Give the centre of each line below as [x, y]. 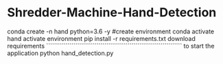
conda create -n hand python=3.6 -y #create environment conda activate [111, 31]
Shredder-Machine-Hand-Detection [112, 13]
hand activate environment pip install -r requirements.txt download [101, 38]
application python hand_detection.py [60, 53]
